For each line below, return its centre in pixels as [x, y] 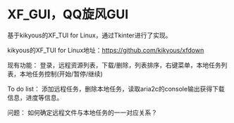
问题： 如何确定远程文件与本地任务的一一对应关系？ [82, 112]
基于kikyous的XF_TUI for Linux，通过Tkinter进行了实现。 [90, 35]
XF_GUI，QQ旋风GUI [68, 14]
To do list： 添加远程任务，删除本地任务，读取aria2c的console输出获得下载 [116, 89]
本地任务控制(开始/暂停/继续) [61, 74]
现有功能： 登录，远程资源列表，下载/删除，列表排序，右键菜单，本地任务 [114, 65]
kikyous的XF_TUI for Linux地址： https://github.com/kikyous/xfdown [106, 50]
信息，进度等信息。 [35, 97]
